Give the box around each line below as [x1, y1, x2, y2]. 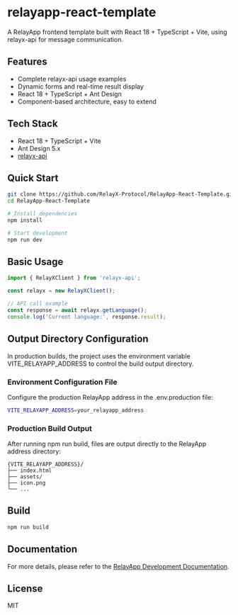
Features [7, 56, 47, 68]
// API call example [7, 300, 69, 307]
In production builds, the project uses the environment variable [7, 351, 191, 360]
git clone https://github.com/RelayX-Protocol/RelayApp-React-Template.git [7, 191, 236, 198]
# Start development [7, 230, 69, 237]
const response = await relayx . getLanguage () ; [7, 307, 147, 314]
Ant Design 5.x [17, 144, 61, 152]
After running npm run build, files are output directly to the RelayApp [7, 440, 207, 448]
